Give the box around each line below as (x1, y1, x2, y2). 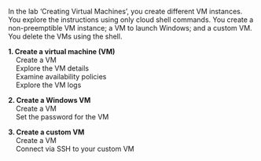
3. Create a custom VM (8, 127, 85, 137)
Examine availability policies (15, 72, 107, 81)
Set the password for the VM (15, 112, 109, 121)
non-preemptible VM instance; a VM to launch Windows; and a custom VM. (8, 24, 253, 32)
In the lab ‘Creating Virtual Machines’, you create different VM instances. (8, 7, 243, 16)
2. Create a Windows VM (8, 96, 91, 104)
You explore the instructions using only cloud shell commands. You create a (8, 15, 254, 24)
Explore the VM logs (15, 80, 82, 90)
